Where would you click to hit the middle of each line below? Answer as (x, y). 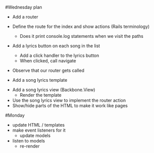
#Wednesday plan (24, 7)
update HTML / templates (38, 125)
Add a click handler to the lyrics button (59, 55)
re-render (30, 146)
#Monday (15, 115)
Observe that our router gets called (48, 70)
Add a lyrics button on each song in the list (56, 46)
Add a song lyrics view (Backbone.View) (54, 90)
